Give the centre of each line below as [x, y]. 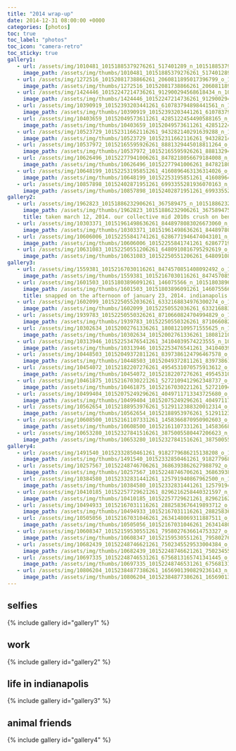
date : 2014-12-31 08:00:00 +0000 [56, 20]
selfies [22, 606]
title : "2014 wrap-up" [40, 14]
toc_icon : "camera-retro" [45, 46]
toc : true [22, 33]
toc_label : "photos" [38, 40]
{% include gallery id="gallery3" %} [59, 701]
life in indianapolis [48, 684]
